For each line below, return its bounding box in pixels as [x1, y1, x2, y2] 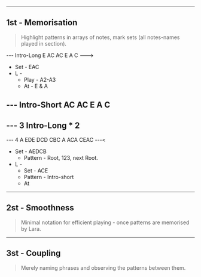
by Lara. [20, 225, 41, 232]
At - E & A [23, 82, 48, 90]
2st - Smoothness [6, 202, 75, 213]
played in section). [20, 40, 67, 47]
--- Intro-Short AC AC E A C [6, 100, 111, 110]
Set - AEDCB [14, 148, 47, 155]
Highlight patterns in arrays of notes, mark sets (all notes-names [20, 34, 180, 41]
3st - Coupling [6, 248, 61, 258]
